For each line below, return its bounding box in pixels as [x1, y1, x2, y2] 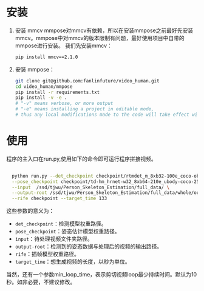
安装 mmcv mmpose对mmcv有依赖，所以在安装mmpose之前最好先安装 [15, 27, 194, 34]
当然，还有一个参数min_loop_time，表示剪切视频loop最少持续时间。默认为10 [6, 271, 197, 278]
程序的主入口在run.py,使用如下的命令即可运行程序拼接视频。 [6, 155, 157, 162]
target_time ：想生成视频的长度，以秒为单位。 [15, 258, 131, 266]
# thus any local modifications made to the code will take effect [15, 112, 189, 118]
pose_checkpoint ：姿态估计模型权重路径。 [15, 228, 120, 235]
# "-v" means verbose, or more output [15, 101, 114, 107]
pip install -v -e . [15, 95, 67, 101]
